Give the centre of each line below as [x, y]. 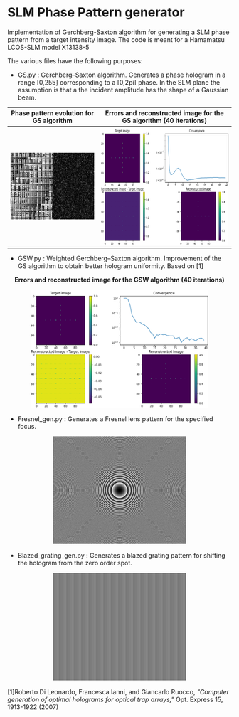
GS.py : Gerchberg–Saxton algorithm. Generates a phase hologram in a [122, 75]
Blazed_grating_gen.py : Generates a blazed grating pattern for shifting [121, 556]
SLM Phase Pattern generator [96, 12]
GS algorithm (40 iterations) [165, 121]
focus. [27, 427]
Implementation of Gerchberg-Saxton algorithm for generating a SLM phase [118, 32]
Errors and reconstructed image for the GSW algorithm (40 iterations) [119, 280]
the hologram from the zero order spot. [75, 563]
